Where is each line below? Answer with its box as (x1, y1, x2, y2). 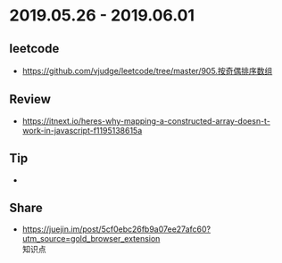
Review (9, 92, 52, 107)
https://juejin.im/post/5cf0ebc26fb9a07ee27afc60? (21, 224, 211, 234)
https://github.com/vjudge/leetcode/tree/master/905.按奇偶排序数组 (21, 66, 273, 76)
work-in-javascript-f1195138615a (21, 125, 143, 136)
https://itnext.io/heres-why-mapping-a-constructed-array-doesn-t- (21, 115, 270, 126)
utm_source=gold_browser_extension (21, 234, 161, 244)
